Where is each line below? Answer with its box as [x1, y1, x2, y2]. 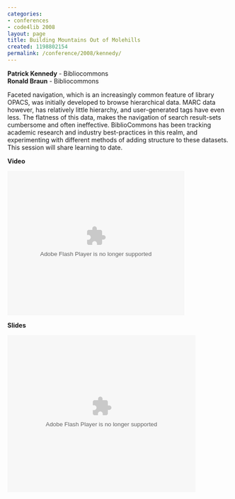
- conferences [7, 17, 50, 24]
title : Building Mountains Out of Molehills [7, 37, 141, 44]
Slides [7, 321, 26, 329]
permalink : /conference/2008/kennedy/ [7, 50, 122, 57]
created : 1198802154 [7, 43, 69, 50]
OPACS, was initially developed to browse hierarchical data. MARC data [7, 98, 216, 106]
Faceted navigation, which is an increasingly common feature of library [7, 90, 214, 99]
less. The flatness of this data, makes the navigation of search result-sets [7, 113, 222, 121]
